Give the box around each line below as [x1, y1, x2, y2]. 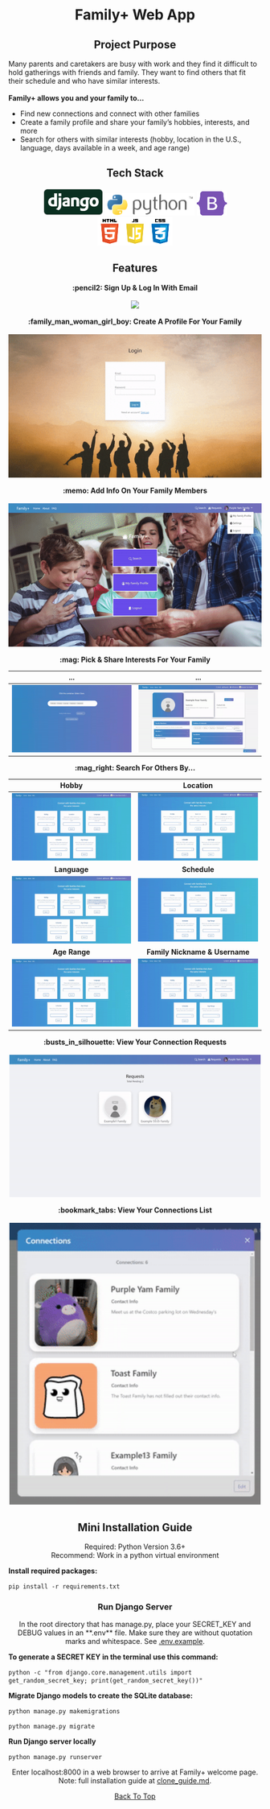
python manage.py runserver [8, 1753, 103, 1762]
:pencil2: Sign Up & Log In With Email [72, 283, 198, 292]
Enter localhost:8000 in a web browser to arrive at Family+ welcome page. [11, 1767, 259, 1777]
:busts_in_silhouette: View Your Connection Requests [43, 1037, 227, 1047]
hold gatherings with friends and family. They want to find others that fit [8, 68, 247, 77]
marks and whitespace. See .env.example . [65, 1637, 205, 1646]
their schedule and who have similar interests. [8, 76, 161, 85]
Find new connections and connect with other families [19, 109, 200, 118]
